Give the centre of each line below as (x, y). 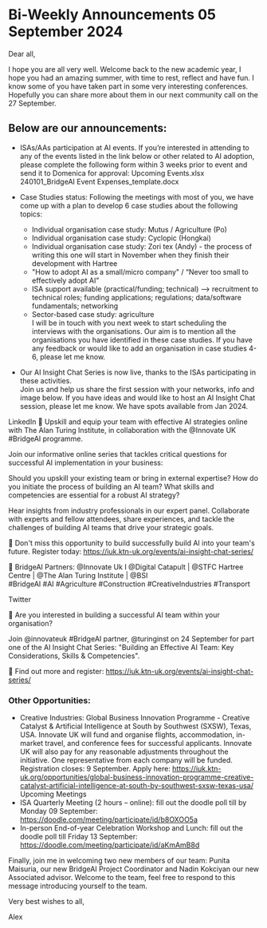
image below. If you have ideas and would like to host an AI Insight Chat (137, 398)
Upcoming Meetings (53, 794)
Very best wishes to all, (47, 902)
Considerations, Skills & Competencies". (74, 656)
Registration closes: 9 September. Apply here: (95, 769)
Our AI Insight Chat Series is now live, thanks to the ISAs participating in (138, 372)
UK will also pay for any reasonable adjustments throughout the (124, 752)
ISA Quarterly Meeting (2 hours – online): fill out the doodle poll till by (133, 803)
